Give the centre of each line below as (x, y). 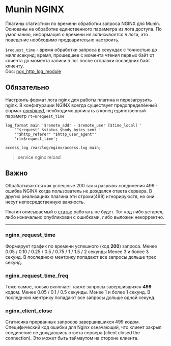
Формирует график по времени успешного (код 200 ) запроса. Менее (81, 246)
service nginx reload (39, 157)
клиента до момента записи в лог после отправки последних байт (78, 60)
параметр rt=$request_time (35, 116)
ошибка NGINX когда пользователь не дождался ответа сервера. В (79, 191)
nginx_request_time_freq (37, 276)
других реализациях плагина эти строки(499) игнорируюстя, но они (80, 196)
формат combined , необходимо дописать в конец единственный (76, 110)
